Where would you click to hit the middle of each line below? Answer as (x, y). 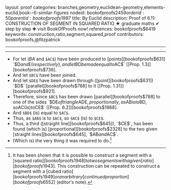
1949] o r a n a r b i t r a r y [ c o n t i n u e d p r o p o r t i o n (85, 176)
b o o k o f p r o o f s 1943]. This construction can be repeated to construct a (87, 166)
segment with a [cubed (37, 171)
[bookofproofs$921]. (34, 91)
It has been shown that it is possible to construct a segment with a (82, 155)
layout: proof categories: (31, 7)
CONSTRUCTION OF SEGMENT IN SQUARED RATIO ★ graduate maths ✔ (82, 23)
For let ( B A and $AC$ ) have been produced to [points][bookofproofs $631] (89, 59)
